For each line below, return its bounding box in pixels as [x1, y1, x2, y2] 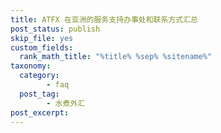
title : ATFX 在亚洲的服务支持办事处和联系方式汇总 [10, 14, 198, 25]
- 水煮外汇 [46, 98, 86, 108]
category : [19, 71, 60, 81]
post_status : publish [10, 24, 101, 34]
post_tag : [19, 89, 60, 99]
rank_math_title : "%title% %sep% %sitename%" [19, 52, 213, 62]
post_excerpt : [10, 107, 70, 118]
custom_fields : [10, 42, 74, 53]
